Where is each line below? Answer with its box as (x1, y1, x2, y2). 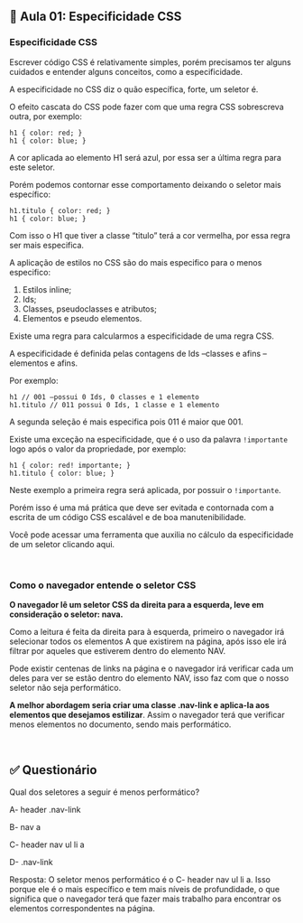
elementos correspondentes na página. (9, 902, 156, 913)
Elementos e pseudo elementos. (22, 312, 142, 323)
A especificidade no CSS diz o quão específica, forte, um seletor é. (9, 83, 259, 95)
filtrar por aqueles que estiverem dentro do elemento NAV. (9, 645, 226, 656)
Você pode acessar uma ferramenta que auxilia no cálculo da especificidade (9, 529, 294, 540)
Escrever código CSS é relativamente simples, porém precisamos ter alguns (9, 56, 291, 68)
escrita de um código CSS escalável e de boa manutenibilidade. (9, 511, 246, 522)
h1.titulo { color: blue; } (9, 469, 115, 478)
